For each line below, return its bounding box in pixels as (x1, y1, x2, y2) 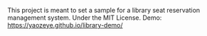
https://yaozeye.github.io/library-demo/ (7, 21, 123, 29)
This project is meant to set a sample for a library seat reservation (7, 6, 201, 14)
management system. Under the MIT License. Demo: (7, 13, 162, 22)
